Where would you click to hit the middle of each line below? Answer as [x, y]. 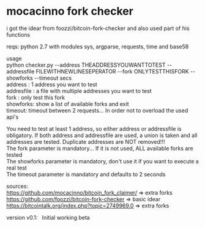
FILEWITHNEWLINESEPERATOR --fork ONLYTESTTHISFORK [112, 71]
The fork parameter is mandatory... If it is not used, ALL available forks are [100, 148]
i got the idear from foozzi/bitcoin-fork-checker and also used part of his [98, 28]
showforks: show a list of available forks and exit [68, 104]
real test [17, 168]
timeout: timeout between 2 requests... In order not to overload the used [97, 110]
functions [18, 34]
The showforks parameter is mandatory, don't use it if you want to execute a [102, 161]
